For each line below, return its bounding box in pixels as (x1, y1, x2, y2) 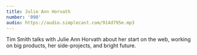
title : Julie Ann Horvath (6, 8, 70, 15)
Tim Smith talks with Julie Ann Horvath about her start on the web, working (6, 36, 191, 43)
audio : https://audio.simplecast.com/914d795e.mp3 (6, 20, 135, 25)
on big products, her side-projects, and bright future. (6, 42, 136, 49)
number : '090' (6, 14, 42, 20)
